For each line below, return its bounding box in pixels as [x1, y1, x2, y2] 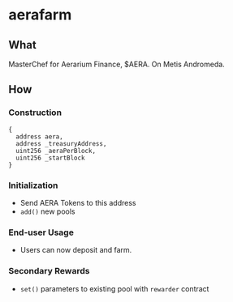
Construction [8, 107, 63, 118]
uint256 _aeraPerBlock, [15, 147, 96, 155]
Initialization [8, 180, 58, 191]
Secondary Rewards [8, 266, 90, 277]
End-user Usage [8, 227, 75, 238]
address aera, [15, 132, 63, 141]
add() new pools [19, 206, 76, 216]
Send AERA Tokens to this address [19, 198, 136, 207]
